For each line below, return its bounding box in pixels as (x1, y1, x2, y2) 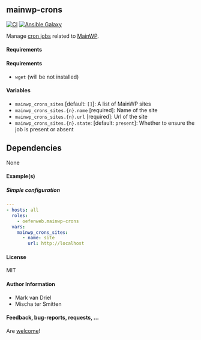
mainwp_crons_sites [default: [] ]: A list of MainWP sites (14, 100, 151, 107)
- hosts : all (6, 207, 39, 213)
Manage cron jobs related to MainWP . (6, 32, 99, 40)
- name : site (22, 235, 55, 241)
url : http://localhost (28, 240, 85, 246)
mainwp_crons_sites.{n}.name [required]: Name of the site (14, 106, 158, 113)
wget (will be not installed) (14, 73, 79, 80)
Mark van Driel (14, 294, 52, 301)
